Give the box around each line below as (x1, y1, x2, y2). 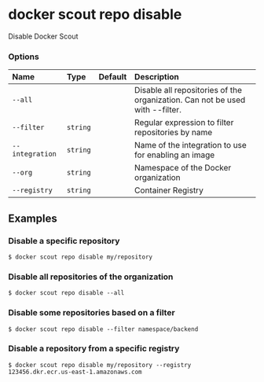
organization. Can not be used (134, 94, 246, 105)
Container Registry (134, 185, 204, 196)
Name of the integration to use (134, 140, 247, 151)
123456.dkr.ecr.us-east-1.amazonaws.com (8, 368, 143, 376)
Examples (8, 211, 57, 225)
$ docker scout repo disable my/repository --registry (8, 361, 192, 369)
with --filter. (134, 105, 182, 116)
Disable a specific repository (8, 235, 120, 246)
